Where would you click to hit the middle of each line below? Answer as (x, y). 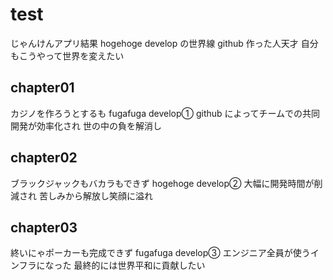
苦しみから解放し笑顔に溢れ (95, 195)
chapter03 (44, 227)
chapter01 (42, 88)
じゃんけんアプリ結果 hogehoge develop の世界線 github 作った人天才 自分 (164, 43)
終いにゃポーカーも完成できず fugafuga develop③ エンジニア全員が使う (160, 253)
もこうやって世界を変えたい (67, 55)
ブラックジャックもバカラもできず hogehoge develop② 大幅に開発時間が (162, 183)
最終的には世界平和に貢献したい (139, 265)
